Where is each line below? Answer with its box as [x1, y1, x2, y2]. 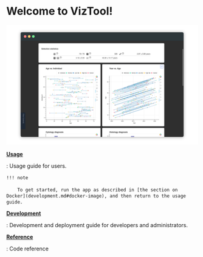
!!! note [6, 174, 29, 180]
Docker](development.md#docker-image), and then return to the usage [6, 193, 187, 199]
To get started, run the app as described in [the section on [17, 187, 178, 193]
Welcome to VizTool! [6, 4, 113, 18]
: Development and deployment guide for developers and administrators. [6, 221, 188, 228]
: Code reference [6, 245, 49, 252]
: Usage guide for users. [6, 162, 67, 170]
